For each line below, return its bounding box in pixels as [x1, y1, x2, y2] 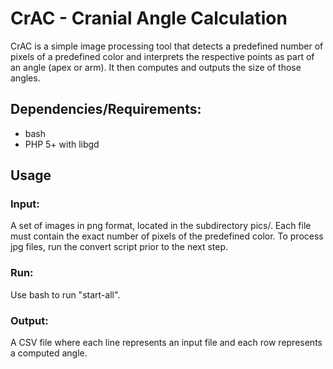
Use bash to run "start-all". [10, 288, 121, 301]
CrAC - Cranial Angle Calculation [10, 7, 288, 30]
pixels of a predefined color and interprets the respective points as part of [10, 50, 315, 62]
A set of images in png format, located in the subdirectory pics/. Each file [10, 220, 312, 232]
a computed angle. [10, 347, 88, 359]
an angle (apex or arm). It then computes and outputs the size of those [10, 61, 302, 73]
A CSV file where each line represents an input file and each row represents [10, 337, 323, 349]
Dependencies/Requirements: [10, 101, 202, 118]
